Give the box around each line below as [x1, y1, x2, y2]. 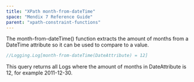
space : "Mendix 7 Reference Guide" [6, 14, 93, 20]
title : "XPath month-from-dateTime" [6, 8, 96, 15]
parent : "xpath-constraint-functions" [6, 19, 101, 25]
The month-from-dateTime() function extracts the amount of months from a [6, 35, 189, 42]
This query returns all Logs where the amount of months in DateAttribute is [6, 63, 186, 70]
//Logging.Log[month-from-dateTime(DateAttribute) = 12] [6, 53, 148, 59]
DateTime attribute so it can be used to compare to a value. [6, 41, 149, 48]
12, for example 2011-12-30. [6, 69, 73, 76]
